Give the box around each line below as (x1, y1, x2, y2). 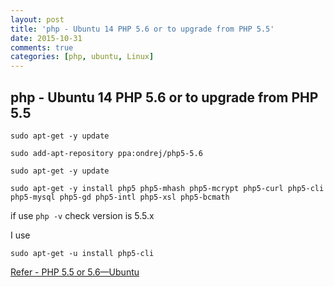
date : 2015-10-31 (10, 33, 83, 43)
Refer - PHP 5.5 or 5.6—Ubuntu (10, 266, 140, 278)
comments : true (10, 42, 74, 53)
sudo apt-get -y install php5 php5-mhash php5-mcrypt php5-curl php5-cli (10, 183, 325, 193)
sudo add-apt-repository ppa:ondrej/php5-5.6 (10, 148, 203, 158)
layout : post (10, 14, 65, 25)
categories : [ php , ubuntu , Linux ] (10, 52, 155, 62)
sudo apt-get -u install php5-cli (10, 248, 155, 258)
